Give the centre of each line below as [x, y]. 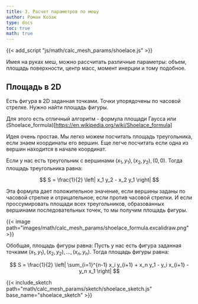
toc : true [18, 28]
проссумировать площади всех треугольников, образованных [85, 203]
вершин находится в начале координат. [56, 149]
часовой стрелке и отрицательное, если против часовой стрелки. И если [99, 197]
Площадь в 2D [34, 87]
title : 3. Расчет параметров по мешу [53, 12]
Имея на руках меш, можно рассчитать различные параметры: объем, [96, 62]
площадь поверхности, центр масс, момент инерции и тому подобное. [96, 68]
